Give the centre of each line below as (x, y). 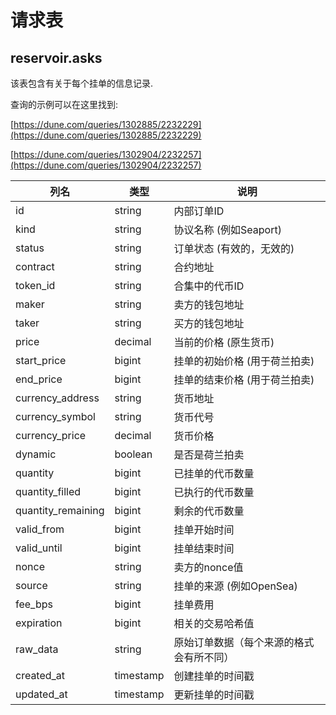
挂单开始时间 (204, 529)
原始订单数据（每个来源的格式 (244, 642)
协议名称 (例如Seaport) (227, 229)
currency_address (57, 398)
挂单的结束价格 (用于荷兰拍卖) (244, 379)
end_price (39, 379)
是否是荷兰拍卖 (209, 454)
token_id (35, 285)
